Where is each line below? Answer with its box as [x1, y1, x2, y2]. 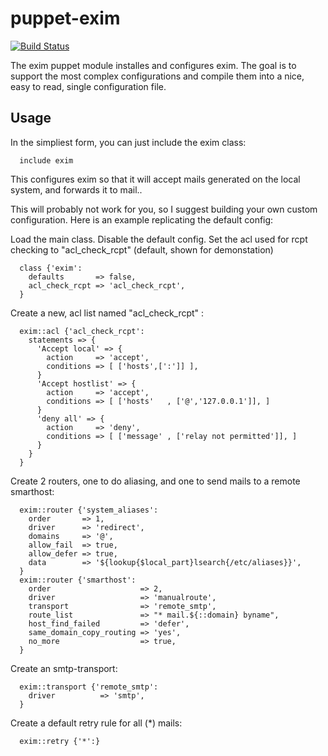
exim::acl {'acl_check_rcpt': [19, 326, 145, 336]
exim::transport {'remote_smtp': [19, 682, 159, 692]
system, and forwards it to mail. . [10, 183, 143, 196]
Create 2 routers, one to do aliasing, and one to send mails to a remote [10, 475, 301, 487]
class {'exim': [19, 263, 83, 273]
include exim [19, 155, 74, 166]
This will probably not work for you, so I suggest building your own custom [10, 203, 318, 215]
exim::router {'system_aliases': [19, 505, 159, 515]
